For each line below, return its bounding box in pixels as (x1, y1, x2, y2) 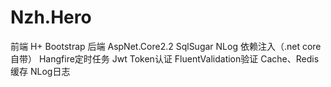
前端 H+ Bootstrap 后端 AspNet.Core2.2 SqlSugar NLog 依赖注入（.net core (10, 40, 322, 52)
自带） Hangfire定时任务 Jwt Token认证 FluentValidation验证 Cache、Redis (10, 52, 320, 65)
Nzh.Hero (10, 6, 92, 29)
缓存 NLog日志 (10, 65, 71, 77)
